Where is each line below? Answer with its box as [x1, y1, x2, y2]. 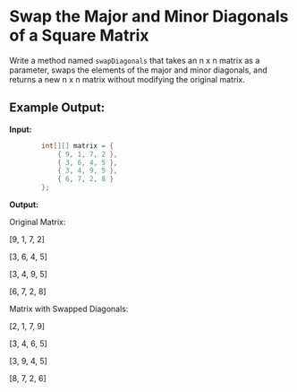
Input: [9, 124, 32, 135]
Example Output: [9, 100, 106, 116]
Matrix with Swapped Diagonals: [9, 303, 129, 314]
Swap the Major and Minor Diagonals [9, 6, 289, 27]
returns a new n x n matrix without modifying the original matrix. [9, 74, 246, 84]
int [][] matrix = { [41, 141, 115, 150]
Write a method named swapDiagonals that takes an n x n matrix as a [9, 55, 260, 65]
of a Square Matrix [9, 25, 149, 46]
